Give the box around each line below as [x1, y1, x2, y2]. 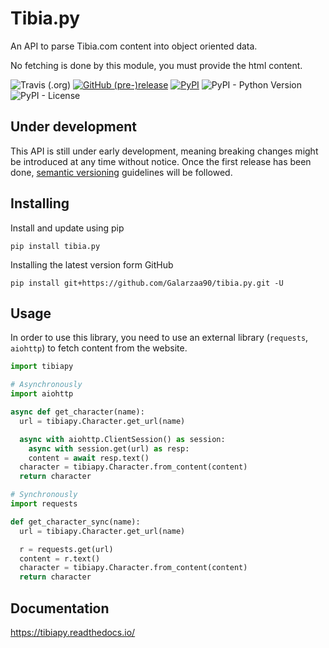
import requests [10, 499, 78, 509]
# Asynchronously [10, 380, 83, 390]
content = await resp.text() [28, 453, 150, 463]
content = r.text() [19, 553, 101, 564]
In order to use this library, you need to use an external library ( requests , [10, 332, 309, 344]
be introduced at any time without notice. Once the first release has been [10, 155, 312, 167]
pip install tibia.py [10, 241, 101, 251]
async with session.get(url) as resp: [28, 443, 190, 454]
